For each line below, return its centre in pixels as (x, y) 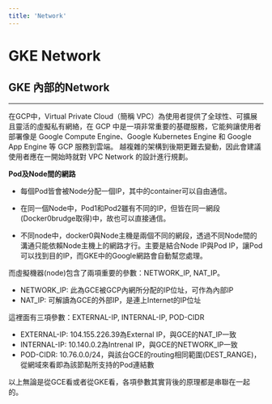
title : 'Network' (38, 16)
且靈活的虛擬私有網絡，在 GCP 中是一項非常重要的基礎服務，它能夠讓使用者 (135, 126)
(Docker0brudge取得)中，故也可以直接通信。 (95, 218)
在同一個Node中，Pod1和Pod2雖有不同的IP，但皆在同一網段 (120, 208)
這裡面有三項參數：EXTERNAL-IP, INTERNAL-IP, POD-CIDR (106, 317)
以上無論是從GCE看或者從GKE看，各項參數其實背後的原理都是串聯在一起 (130, 381)
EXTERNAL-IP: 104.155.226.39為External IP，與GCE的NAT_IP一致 (128, 334)
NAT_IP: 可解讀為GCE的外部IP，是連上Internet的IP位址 (110, 300)
